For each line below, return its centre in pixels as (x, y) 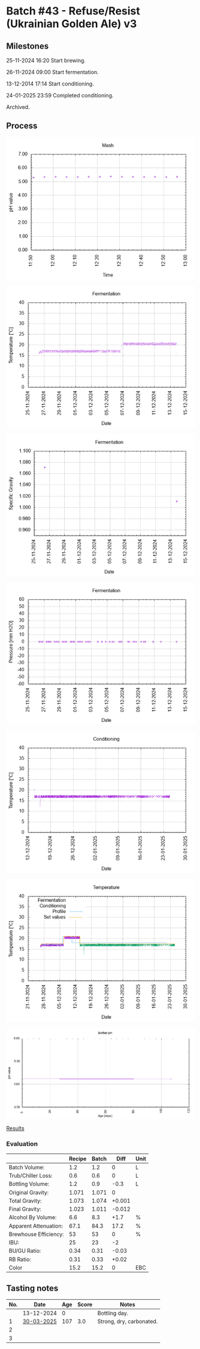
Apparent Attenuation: (36, 1226)
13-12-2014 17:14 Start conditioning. (50, 84)
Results (16, 1128)
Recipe (78, 1158)
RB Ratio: (20, 1259)
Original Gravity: (29, 1192)
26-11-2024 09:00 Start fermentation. (52, 72)
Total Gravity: (25, 1201)
